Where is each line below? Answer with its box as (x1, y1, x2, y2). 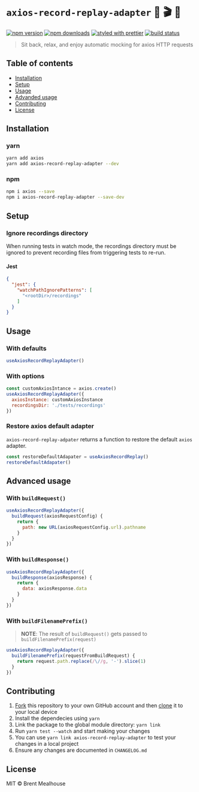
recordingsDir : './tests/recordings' (11, 402, 106, 408)
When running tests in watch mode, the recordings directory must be (6, 242, 177, 250)
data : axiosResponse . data (22, 585, 87, 592)
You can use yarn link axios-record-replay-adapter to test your (14, 734, 176, 741)
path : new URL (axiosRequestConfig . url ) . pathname (22, 524, 146, 530)
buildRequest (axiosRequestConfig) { (11, 513, 103, 519)
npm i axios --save (6, 189, 55, 195)
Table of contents (6, 58, 73, 68)
